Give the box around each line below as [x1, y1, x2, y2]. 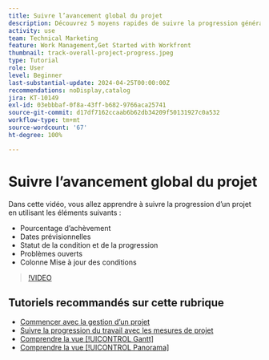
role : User [8, 64, 45, 72]
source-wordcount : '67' [8, 123, 88, 131]
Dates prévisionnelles [19, 232, 91, 241]
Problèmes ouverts [19, 249, 82, 258]
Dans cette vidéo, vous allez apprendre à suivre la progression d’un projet [8, 199, 252, 208]
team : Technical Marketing [8, 34, 98, 42]
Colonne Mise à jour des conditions [19, 257, 138, 267]
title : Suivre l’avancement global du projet [8, 11, 163, 20]
